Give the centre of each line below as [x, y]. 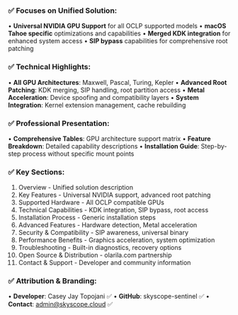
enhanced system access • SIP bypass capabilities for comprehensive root [118, 41]
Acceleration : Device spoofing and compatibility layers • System [103, 97]
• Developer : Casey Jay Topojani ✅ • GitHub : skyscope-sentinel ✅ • [109, 297]
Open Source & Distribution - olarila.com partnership [95, 255]
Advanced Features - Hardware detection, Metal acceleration [108, 225]
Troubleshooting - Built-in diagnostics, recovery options [100, 248]
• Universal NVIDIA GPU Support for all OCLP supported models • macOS [117, 26]
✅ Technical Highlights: [50, 67]
